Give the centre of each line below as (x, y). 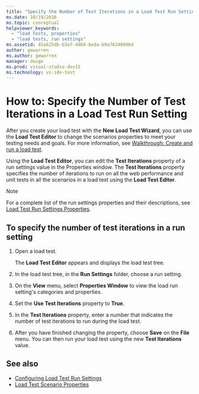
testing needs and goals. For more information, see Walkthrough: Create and (99, 143)
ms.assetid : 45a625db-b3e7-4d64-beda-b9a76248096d (70, 45)
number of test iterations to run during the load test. (78, 321)
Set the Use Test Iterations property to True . (70, 303)
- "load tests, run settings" (49, 39)
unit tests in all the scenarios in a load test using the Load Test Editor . (91, 180)
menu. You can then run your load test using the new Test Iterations (98, 339)
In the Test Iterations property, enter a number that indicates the (94, 315)
